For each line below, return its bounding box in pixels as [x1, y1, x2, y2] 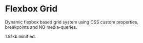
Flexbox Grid [5, 3, 58, 14]
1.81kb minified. [5, 33, 36, 39]
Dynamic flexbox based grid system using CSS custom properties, [5, 19, 139, 25]
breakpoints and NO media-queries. [5, 24, 77, 30]
